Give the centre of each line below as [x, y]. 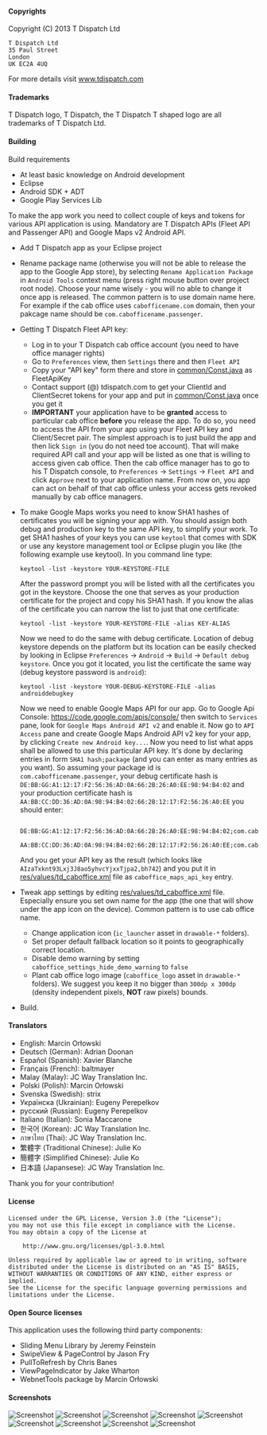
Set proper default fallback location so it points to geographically [137, 941]
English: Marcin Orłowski [60, 1043]
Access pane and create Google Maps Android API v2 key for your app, [135, 733]
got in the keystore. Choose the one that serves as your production [130, 591]
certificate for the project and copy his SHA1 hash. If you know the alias [137, 600]
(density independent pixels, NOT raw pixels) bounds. [120, 992]
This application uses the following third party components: [105, 1330]
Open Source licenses [45, 1313]
